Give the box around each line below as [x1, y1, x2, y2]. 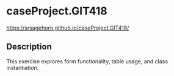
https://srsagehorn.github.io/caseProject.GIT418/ [6, 24, 129, 31]
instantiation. [6, 64, 39, 71]
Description [6, 42, 52, 52]
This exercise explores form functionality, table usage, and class [6, 57, 169, 65]
